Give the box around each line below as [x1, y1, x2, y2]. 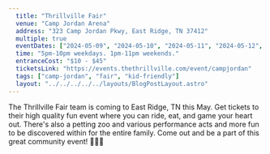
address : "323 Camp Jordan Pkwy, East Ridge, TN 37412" [15, 27, 208, 35]
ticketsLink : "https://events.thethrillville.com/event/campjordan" [15, 65, 252, 73]
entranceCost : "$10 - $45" [15, 58, 107, 66]
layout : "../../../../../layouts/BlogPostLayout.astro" [15, 79, 208, 88]
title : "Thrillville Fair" [15, 11, 107, 20]
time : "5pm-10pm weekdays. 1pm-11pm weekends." [15, 49, 180, 58]
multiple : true [15, 34, 67, 43]
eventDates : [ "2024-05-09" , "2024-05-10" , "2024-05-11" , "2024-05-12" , [15, 42, 264, 50]
